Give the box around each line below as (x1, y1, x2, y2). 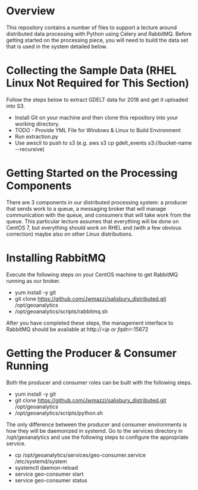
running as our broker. (6, 277, 61, 284)
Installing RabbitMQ (6, 251, 106, 264)
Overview (6, 4, 55, 18)
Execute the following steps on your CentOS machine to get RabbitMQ (6, 271, 178, 278)
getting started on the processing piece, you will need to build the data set (6, 36, 188, 43)
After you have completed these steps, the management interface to (6, 319, 174, 326)
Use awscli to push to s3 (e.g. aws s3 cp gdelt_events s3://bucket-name (14, 139, 192, 146)
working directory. (14, 120, 60, 127)
